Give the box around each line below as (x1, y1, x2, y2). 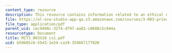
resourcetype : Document (5, 31, 56, 36)
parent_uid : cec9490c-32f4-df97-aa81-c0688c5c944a (5, 26, 116, 31)
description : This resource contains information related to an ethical (5, 12, 164, 17)
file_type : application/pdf (5, 21, 66, 27)
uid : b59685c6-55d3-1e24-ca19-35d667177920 (5, 40, 100, 45)
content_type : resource (5, 7, 56, 13)
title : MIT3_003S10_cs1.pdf (5, 36, 66, 41)
